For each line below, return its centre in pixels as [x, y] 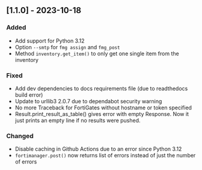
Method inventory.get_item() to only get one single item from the [97, 53]
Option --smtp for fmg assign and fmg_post [67, 47]
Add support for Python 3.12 [50, 41]
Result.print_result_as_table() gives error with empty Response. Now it [102, 114]
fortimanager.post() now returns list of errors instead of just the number [105, 156]
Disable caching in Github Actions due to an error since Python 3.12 [98, 149]
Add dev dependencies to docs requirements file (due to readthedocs [101, 88]
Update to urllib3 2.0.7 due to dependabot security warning [88, 101]
